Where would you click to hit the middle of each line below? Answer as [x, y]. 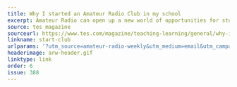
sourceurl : [23, 33]
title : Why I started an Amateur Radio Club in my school [94, 14]
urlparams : [23, 46]
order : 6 [20, 66]
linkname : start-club [39, 40]
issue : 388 [23, 72]
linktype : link [30, 60]
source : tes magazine [39, 27]
